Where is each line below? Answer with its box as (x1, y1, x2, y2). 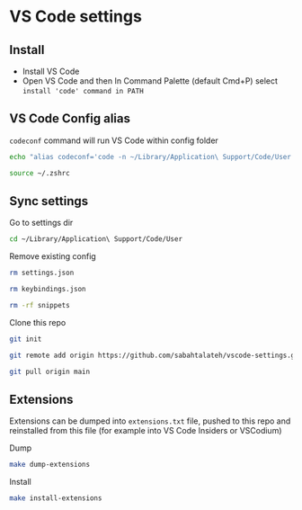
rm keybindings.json (9, 285, 87, 294)
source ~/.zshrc (9, 168, 70, 177)
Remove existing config (9, 251, 96, 262)
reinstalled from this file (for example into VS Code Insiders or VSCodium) (9, 425, 282, 436)
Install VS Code (22, 66, 80, 76)
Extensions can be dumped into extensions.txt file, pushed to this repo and (9, 416, 291, 426)
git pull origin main (9, 367, 91, 376)
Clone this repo (9, 317, 67, 327)
